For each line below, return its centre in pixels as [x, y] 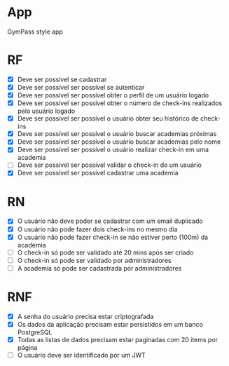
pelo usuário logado [46, 111]
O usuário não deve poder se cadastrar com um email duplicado [110, 221]
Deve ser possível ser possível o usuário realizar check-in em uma [113, 150]
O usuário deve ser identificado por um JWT [81, 355]
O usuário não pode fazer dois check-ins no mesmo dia [97, 229]
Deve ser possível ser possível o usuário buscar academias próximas [117, 134]
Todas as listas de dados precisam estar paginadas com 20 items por [118, 339]
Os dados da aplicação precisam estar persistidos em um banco [110, 324]
